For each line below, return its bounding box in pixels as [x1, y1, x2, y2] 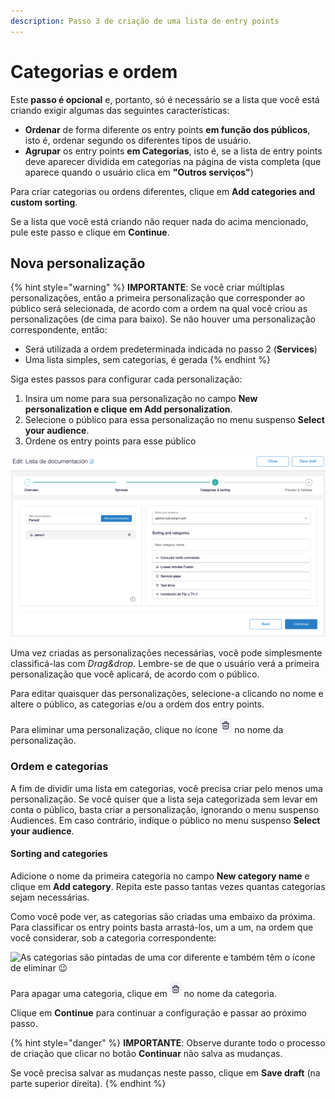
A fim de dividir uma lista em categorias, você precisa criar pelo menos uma [10, 782, 323, 794]
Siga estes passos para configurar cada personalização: [10, 373, 243, 385]
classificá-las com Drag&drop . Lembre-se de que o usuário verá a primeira [10, 658, 320, 670]
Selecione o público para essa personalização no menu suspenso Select [24, 414, 325, 426]
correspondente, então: [10, 324, 108, 336]
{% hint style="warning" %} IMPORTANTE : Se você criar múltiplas [10, 281, 285, 294]
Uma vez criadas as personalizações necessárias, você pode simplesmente [10, 647, 323, 659]
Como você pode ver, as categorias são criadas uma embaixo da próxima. [10, 910, 316, 922]
